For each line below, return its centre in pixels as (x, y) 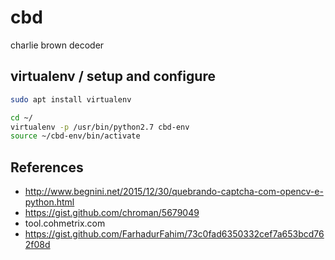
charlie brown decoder (57, 45)
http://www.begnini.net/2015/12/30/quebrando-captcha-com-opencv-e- (174, 192)
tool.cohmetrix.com (65, 223)
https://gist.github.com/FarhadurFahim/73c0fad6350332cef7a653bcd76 (174, 234)
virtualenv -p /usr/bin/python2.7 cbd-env (100, 127)
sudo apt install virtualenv (71, 99)
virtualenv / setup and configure (113, 76)
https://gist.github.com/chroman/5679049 (112, 213)
